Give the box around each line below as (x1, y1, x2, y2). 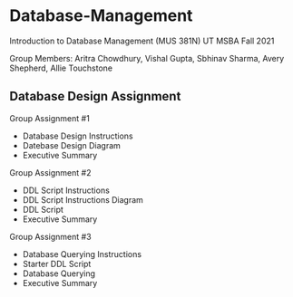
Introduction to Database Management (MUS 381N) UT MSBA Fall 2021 (9, 35, 275, 46)
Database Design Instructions (22, 130, 133, 141)
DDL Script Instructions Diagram (22, 194, 143, 205)
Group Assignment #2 (9, 167, 92, 177)
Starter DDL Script (22, 258, 92, 269)
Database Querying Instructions (22, 248, 142, 259)
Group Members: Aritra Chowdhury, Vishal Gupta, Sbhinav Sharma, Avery (9, 53, 285, 63)
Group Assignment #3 (9, 231, 93, 242)
